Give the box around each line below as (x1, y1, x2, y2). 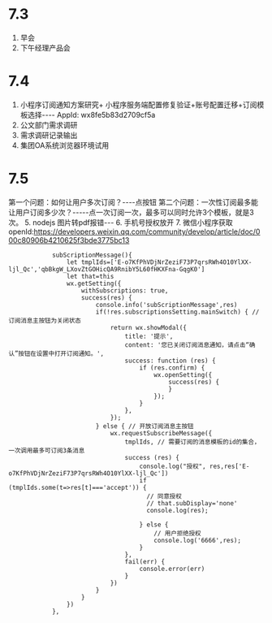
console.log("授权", (139, 462, 206, 470)
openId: (8, 227, 34, 236)
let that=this (66, 272, 114, 280)
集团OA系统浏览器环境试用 (19, 140, 110, 150)
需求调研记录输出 (19, 130, 78, 140)
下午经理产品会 (19, 42, 71, 53)
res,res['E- (209, 462, 250, 470)
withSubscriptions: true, (80, 286, 169, 295)
